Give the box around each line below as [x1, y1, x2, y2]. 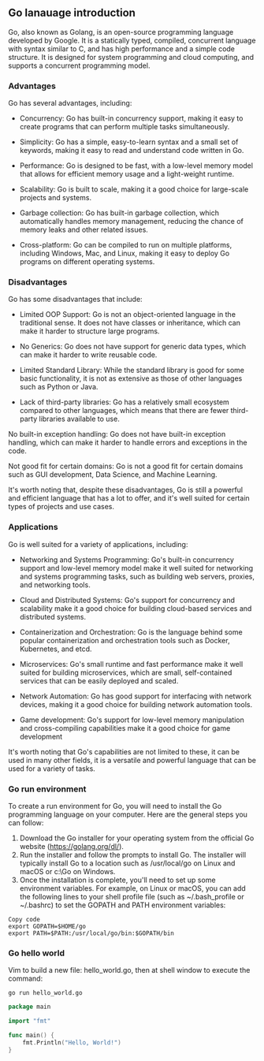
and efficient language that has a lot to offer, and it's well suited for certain [8, 493, 250, 503]
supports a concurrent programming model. [8, 61, 151, 70]
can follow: [8, 818, 44, 827]
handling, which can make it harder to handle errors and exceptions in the [8, 437, 247, 448]
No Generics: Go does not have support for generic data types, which [19, 342, 247, 352]
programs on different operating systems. [19, 257, 155, 266]
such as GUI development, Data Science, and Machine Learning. [8, 470, 218, 479]
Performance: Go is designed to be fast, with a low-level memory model [19, 161, 254, 170]
